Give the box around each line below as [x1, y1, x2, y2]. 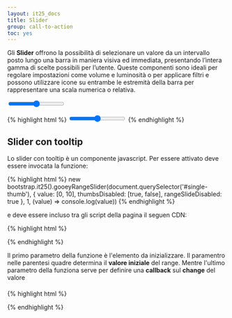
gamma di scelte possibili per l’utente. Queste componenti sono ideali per [7, 63, 218, 72]
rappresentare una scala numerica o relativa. [7, 86, 136, 94]
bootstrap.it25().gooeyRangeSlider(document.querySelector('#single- [7, 182, 208, 191]
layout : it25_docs [7, 10, 61, 17]
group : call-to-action [7, 23, 73, 30]
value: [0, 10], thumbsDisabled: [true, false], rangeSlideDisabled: [37, 190, 222, 198]
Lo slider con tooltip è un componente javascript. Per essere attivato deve [7, 154, 219, 163]
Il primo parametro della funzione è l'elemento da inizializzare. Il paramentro [7, 251, 225, 260]
